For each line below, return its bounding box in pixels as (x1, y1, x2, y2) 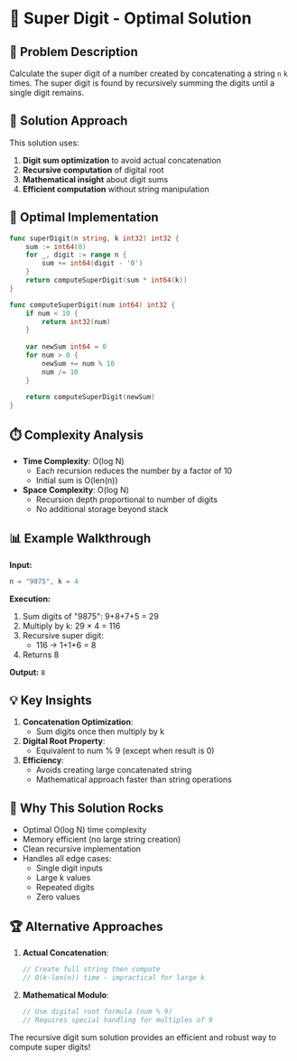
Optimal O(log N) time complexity (22, 824, 147, 835)
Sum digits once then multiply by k (35, 726, 165, 737)
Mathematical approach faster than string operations (35, 774, 232, 785)
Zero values (35, 891, 80, 902)
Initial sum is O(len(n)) (35, 474, 118, 486)
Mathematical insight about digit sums (22, 173, 169, 184)
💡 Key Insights (9, 693, 92, 708)
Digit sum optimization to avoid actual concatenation (22, 154, 221, 165)
